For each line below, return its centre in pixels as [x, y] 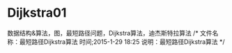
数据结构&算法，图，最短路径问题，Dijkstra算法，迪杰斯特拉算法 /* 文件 [110, 33]
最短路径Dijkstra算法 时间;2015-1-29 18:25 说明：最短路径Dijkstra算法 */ [122, 41]
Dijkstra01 [37, 13]
